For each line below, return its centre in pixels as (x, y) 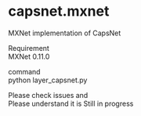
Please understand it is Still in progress (71, 103)
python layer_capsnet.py (48, 80)
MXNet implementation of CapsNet (65, 33)
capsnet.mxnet (59, 11)
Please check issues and (48, 95)
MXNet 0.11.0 (29, 56)
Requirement (29, 48)
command (24, 71)
